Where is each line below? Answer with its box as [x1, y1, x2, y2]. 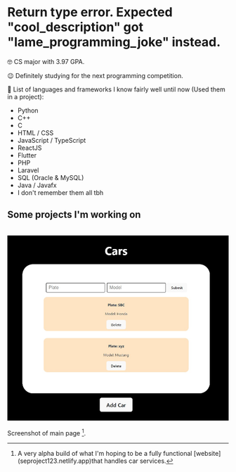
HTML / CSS [17, 128, 54, 137]
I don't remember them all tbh [17, 188, 104, 197]
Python [17, 106, 39, 115]
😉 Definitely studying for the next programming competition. [7, 71, 184, 79]
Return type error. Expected [7, 4, 173, 20]
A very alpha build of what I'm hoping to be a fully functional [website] [17, 449, 221, 457]
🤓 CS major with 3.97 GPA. [7, 57, 85, 65]
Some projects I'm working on [7, 209, 141, 221]
